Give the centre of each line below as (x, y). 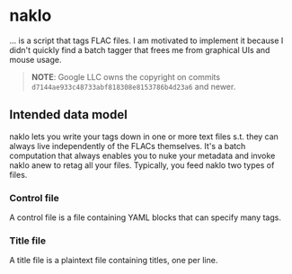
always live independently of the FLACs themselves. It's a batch (128, 146)
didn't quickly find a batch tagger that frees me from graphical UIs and (140, 49)
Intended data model (68, 115)
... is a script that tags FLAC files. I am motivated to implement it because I (146, 40)
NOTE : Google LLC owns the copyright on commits (126, 76)
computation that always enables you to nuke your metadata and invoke (142, 155)
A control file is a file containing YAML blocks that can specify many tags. (145, 217)
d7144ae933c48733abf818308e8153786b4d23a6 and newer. (133, 86)
